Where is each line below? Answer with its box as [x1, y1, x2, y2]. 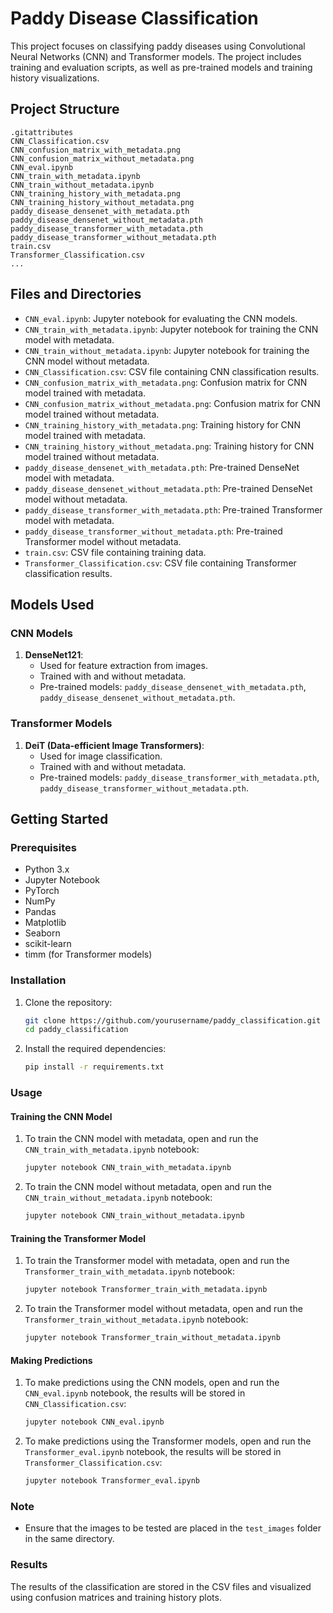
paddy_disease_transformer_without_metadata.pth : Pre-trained [24, 525, 283, 537]
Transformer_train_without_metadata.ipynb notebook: [24, 1313, 249, 1326]
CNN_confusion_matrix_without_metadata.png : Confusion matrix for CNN [24, 397, 321, 409]
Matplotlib [24, 917, 67, 929]
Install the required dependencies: [24, 1043, 167, 1055]
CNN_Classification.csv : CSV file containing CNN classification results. [24, 365, 320, 377]
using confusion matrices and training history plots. [10, 1591, 222, 1603]
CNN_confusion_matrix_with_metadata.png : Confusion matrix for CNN [24, 376, 308, 388]
